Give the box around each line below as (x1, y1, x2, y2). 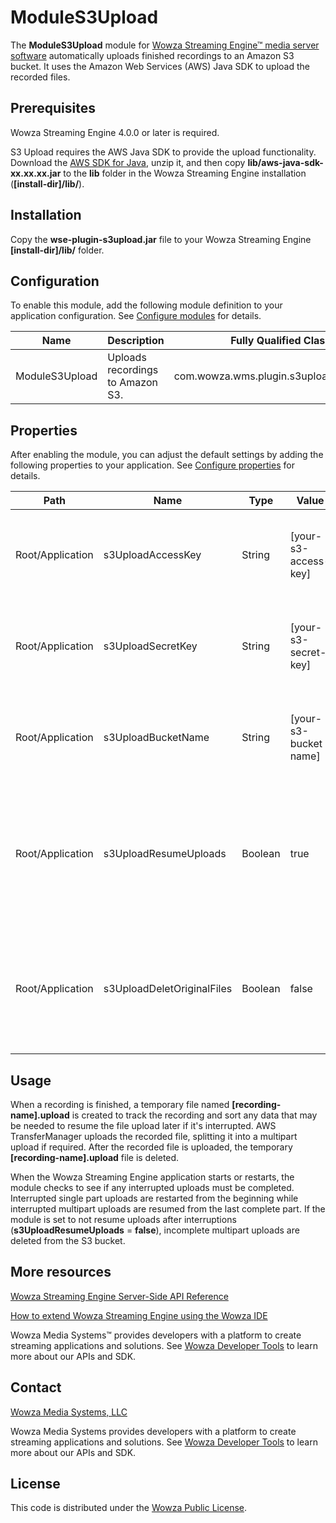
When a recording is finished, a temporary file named (10, 1099, 230, 1110)
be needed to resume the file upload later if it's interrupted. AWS (10, 1120, 277, 1131)
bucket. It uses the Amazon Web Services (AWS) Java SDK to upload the (10, 60, 310, 72)
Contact (10, 1379, 62, 1396)
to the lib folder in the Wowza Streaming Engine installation (63, 167, 307, 179)
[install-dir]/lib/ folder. (10, 244, 105, 256)
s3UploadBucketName (103, 731, 210, 745)
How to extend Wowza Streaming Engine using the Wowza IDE (10, 1309, 268, 1321)
